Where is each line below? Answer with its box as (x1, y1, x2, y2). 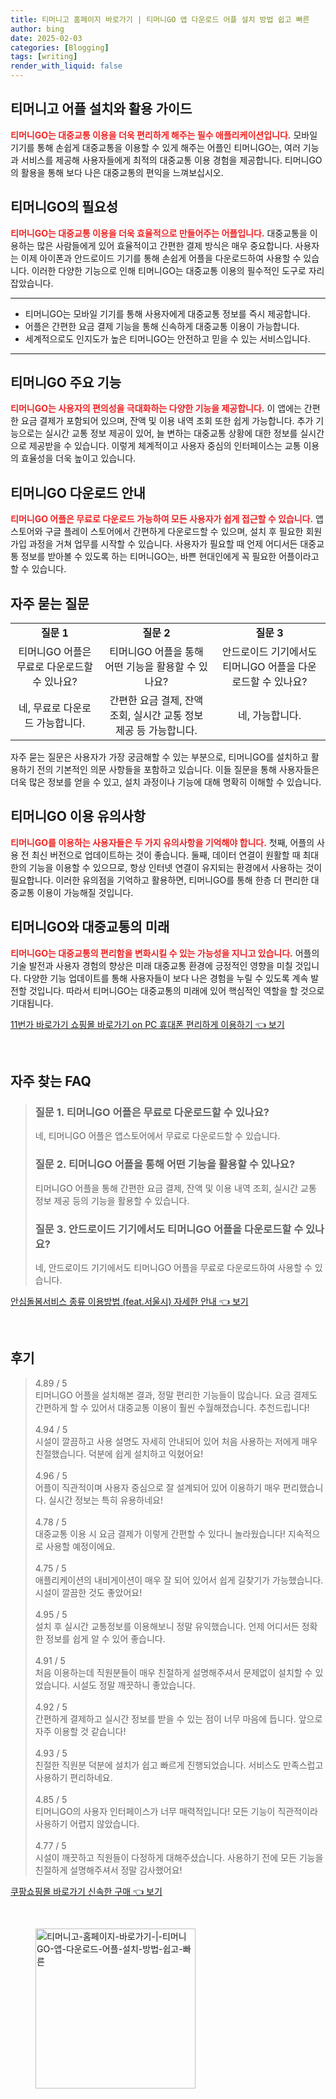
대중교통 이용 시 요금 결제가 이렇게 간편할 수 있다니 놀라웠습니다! (34, 1527, 286, 1540)
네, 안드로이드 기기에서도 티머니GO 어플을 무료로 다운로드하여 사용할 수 (34, 1261, 313, 1273)
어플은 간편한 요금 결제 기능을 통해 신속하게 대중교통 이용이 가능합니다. (24, 320, 300, 332)
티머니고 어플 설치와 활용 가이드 (10, 101, 193, 118)
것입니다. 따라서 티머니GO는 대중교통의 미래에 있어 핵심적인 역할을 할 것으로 (28, 984, 325, 996)
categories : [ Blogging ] (10, 42, 110, 53)
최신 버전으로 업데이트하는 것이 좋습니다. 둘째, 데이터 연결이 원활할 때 (31, 849, 301, 861)
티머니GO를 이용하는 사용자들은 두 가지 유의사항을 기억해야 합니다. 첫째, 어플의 (10, 836, 315, 848)
